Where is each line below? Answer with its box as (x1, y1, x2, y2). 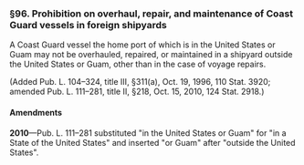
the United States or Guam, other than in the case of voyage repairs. (9, 58, 267, 70)
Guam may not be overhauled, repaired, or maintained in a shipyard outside (9, 49, 293, 60)
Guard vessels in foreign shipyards (9, 18, 167, 31)
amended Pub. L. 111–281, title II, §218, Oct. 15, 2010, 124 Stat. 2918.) (9, 86, 265, 98)
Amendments (9, 107, 62, 118)
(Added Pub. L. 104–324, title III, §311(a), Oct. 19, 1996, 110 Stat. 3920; (9, 77, 271, 88)
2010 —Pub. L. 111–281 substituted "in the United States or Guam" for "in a (9, 127, 287, 139)
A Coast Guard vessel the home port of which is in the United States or (9, 39, 276, 50)
